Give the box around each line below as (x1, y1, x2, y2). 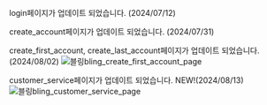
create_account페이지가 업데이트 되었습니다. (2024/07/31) (9, 26, 215, 37)
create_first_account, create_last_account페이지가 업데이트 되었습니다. (9, 45, 260, 56)
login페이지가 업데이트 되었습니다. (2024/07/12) (9, 8, 177, 18)
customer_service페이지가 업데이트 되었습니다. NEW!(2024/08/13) (9, 75, 244, 86)
